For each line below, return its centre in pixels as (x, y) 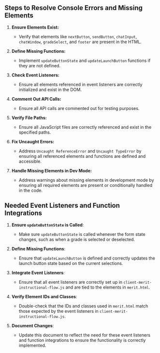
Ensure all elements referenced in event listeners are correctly (80, 84)
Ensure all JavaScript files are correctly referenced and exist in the (85, 127)
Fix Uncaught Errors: (33, 141)
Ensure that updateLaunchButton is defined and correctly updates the (87, 258)
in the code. (31, 190)
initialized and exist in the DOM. (50, 90)
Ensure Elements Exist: (35, 27)
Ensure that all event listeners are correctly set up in (71, 282)
